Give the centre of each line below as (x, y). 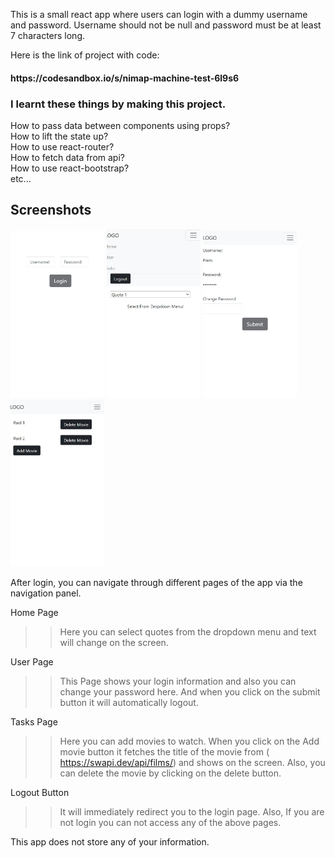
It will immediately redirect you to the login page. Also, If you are (192, 812)
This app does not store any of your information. (110, 842)
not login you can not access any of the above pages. (170, 823)
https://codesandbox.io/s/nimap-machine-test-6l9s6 (125, 78)
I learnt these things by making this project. (118, 104)
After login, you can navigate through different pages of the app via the (156, 583)
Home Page (34, 613)
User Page (32, 662)
